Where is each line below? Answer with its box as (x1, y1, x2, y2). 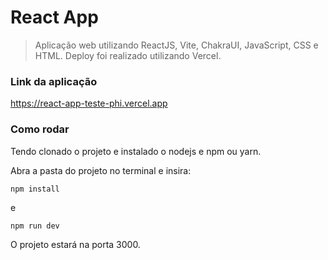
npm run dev (10, 221, 60, 231)
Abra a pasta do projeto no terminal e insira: (10, 164, 192, 176)
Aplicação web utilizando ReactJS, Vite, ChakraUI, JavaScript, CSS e (34, 39, 319, 51)
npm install (10, 184, 60, 194)
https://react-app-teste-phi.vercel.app (10, 97, 168, 110)
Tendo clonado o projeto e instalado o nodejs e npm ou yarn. (10, 145, 262, 157)
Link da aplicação (10, 74, 98, 88)
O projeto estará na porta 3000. (10, 238, 141, 250)
